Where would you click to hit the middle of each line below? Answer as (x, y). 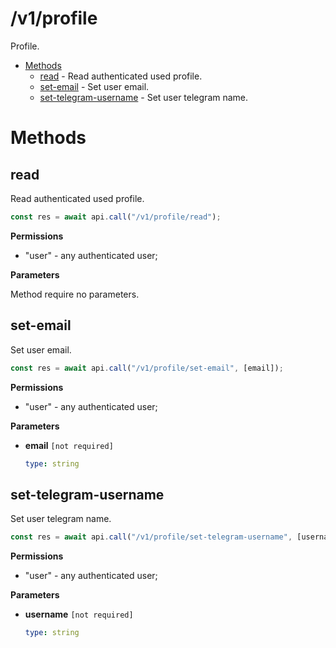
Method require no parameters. (75, 294)
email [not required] (69, 445)
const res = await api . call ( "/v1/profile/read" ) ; (116, 217)
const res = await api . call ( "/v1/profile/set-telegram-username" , (151, 537)
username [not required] (79, 614)
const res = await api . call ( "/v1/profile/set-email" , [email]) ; (147, 368)
